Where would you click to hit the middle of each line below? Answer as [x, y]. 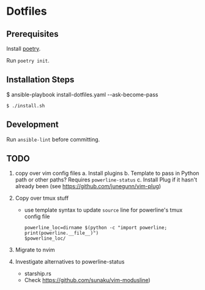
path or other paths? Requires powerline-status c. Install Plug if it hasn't [106, 180]
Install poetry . [24, 48]
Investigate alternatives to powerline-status [70, 262]
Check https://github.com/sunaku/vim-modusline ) [88, 280]
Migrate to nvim [35, 250]
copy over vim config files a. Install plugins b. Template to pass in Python [107, 174]
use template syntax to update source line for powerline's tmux [103, 210]
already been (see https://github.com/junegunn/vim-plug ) [88, 186]
